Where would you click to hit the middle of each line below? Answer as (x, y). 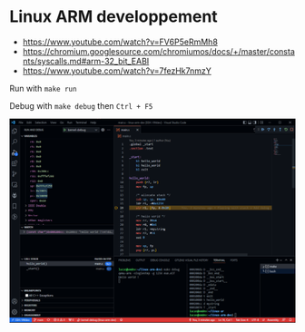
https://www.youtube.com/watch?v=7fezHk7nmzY (117, 71)
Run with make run (43, 88)
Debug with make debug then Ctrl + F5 (81, 105)
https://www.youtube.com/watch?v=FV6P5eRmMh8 (120, 42)
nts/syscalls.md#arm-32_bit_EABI (86, 61)
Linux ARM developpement (113, 17)
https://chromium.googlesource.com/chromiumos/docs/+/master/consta (158, 51)
